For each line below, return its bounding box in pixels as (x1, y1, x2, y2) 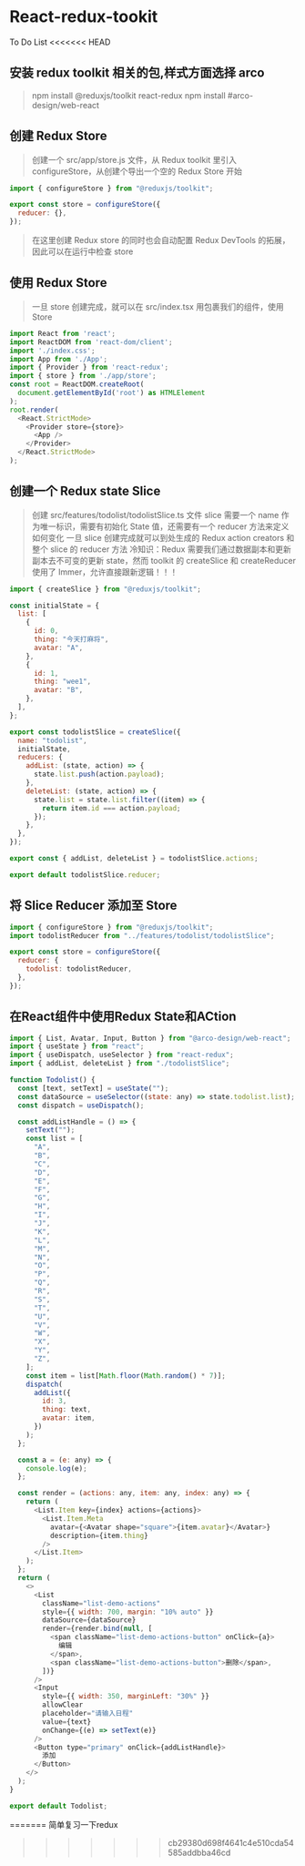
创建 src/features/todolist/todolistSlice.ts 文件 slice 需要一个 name (31, 509, 280, 520)
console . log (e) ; (25, 1463, 88, 1473)
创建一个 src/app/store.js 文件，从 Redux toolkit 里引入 (31, 154, 237, 165)
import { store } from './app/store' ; (9, 372, 157, 381)
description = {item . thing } (49, 1531, 148, 1540)
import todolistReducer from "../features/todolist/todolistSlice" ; (9, 931, 275, 940)
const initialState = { (9, 601, 100, 610)
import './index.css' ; (9, 346, 96, 355)
